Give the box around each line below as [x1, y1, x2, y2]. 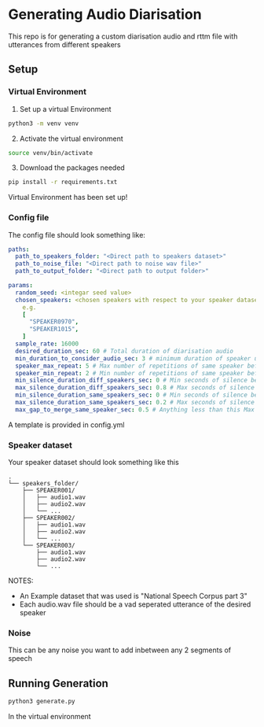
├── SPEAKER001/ [22, 486, 76, 495]
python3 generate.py [8, 698, 76, 706]
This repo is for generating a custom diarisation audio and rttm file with [8, 31, 238, 41]
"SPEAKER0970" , [28, 318, 79, 326]
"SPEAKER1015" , [28, 325, 79, 334]
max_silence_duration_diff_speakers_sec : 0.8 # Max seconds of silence [15, 384, 255, 392]
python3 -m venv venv [8, 120, 79, 127]
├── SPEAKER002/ [22, 514, 76, 522]
